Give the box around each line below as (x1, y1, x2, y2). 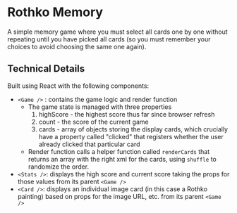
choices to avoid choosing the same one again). (7, 42, 147, 51)
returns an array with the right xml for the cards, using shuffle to (28, 155, 217, 163)
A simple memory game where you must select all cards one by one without (7, 27, 228, 36)
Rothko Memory (7, 4, 104, 20)
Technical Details (7, 63, 85, 75)
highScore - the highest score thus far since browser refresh (38, 110, 215, 118)
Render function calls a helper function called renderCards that (28, 147, 210, 155)
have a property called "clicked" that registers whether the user (38, 132, 224, 141)
